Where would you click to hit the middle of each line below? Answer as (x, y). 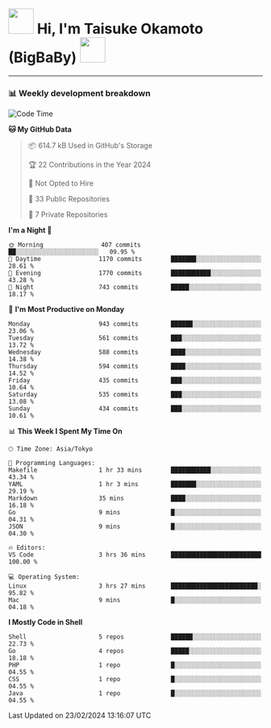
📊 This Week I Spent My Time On (65, 431)
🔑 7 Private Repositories (68, 214)
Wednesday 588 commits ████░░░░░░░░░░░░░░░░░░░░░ (135, 352)
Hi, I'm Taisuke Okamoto (120, 29)
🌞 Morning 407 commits (75, 245)
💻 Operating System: (44, 577)
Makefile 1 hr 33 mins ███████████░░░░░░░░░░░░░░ (135, 470)
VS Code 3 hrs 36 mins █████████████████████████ (135, 555)
